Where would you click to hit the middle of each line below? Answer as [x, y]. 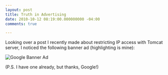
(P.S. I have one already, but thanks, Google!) [52, 67]
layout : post [19, 10]
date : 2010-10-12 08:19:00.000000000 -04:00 [53, 19]
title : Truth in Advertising [36, 14]
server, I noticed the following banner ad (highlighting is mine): [70, 47]
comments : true [21, 24]
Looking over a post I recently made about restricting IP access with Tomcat [84, 42]
